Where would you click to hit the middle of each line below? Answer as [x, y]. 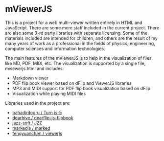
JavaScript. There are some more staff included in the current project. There [82, 27]
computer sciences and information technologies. [55, 48]
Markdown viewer [30, 78]
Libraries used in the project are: [38, 103]
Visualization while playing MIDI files [49, 94]
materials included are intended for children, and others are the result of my [81, 38]
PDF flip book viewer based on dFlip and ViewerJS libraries [72, 83]
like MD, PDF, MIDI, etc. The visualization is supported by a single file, [75, 63]
